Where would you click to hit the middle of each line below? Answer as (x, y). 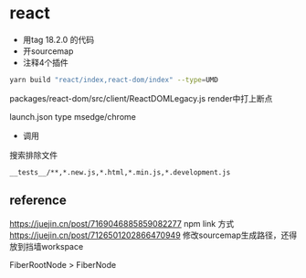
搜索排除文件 (33, 155)
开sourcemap (48, 51)
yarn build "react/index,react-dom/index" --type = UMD (114, 80)
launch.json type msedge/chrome (73, 116)
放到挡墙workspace (47, 246)
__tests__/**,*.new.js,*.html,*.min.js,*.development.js (120, 172)
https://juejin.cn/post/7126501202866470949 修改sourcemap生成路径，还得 (153, 235)
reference (38, 201)
